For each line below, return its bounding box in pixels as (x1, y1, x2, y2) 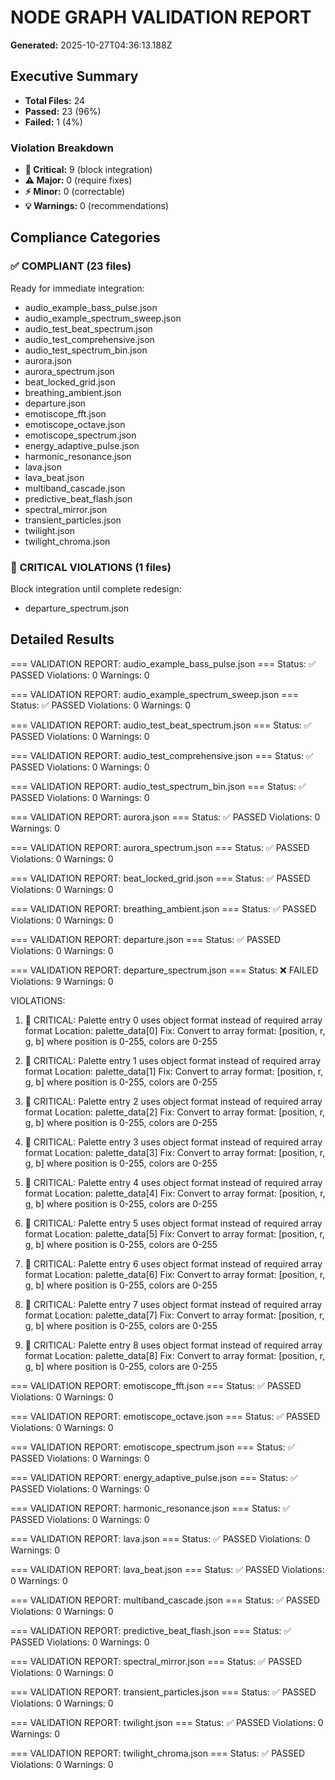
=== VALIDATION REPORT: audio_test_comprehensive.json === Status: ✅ (10, 749, 314, 761)
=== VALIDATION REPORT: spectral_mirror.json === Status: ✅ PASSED (10, 1655, 303, 1667)
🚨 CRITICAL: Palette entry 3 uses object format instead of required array (24, 1136, 323, 1148)
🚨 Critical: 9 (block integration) (24, 164, 153, 176)
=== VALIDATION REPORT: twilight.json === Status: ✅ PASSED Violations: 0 (10, 1716, 324, 1728)
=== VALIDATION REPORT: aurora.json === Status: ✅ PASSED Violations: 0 (10, 811, 321, 823)
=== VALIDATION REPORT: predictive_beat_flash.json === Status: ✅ (10, 1624, 292, 1636)
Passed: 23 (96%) (24, 105, 102, 117)
